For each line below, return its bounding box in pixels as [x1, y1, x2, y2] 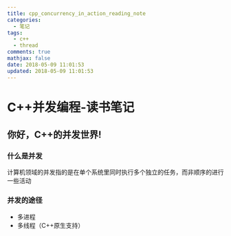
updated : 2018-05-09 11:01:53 [7, 67, 94, 74]
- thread [13, 42, 38, 49]
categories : [7, 17, 41, 23]
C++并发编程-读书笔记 [7, 99, 135, 115]
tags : [7, 29, 23, 36]
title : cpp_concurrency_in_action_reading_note [7, 10, 146, 17]
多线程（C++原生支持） [16, 221, 85, 229]
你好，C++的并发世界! [7, 129, 102, 141]
